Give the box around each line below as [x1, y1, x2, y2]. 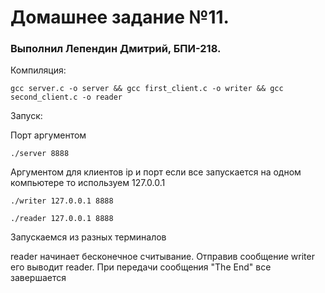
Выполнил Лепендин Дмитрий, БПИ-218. [10, 42, 222, 56]
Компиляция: [10, 64, 67, 76]
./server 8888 [10, 149, 70, 159]
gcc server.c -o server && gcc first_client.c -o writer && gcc [10, 84, 284, 94]
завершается [10, 272, 67, 284]
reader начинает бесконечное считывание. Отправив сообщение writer [10, 251, 315, 263]
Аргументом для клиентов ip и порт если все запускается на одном [10, 166, 302, 178]
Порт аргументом [10, 129, 87, 141]
